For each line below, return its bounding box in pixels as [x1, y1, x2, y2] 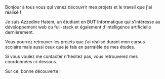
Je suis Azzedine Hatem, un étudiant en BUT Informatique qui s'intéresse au [5, 19, 161, 25]
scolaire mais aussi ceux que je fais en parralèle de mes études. [5, 44, 135, 50]
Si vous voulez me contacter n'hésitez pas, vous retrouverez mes [5, 53, 138, 59]
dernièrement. [5, 29, 34, 35]
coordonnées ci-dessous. [5, 59, 58, 64]
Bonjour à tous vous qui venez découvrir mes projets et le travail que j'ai [5, 4, 152, 10]
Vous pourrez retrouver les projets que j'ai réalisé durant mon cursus [5, 39, 145, 45]
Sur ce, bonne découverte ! [5, 68, 61, 74]
